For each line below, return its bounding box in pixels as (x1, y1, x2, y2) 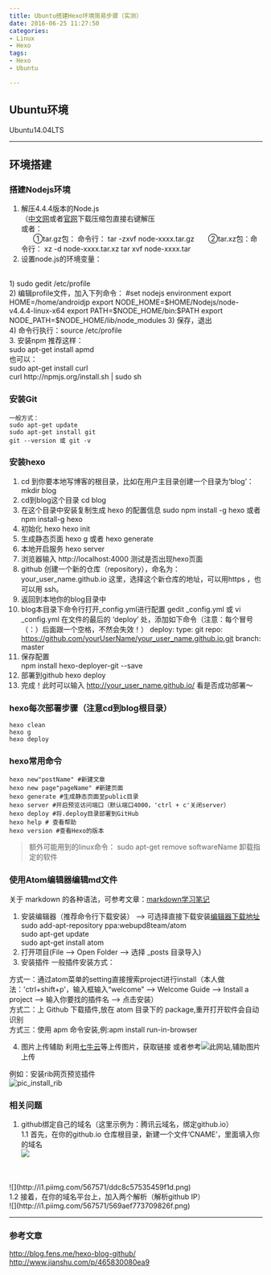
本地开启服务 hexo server (20, 544, 105, 553)
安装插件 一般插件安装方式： (20, 957, 115, 967)
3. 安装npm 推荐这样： (9, 336, 84, 346)
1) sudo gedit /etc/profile (9, 279, 91, 288)
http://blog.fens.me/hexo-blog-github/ (9, 1249, 136, 1259)
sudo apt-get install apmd (9, 345, 95, 354)
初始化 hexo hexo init (20, 524, 91, 533)
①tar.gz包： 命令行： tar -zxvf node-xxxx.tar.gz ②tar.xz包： (32, 234, 251, 244)
